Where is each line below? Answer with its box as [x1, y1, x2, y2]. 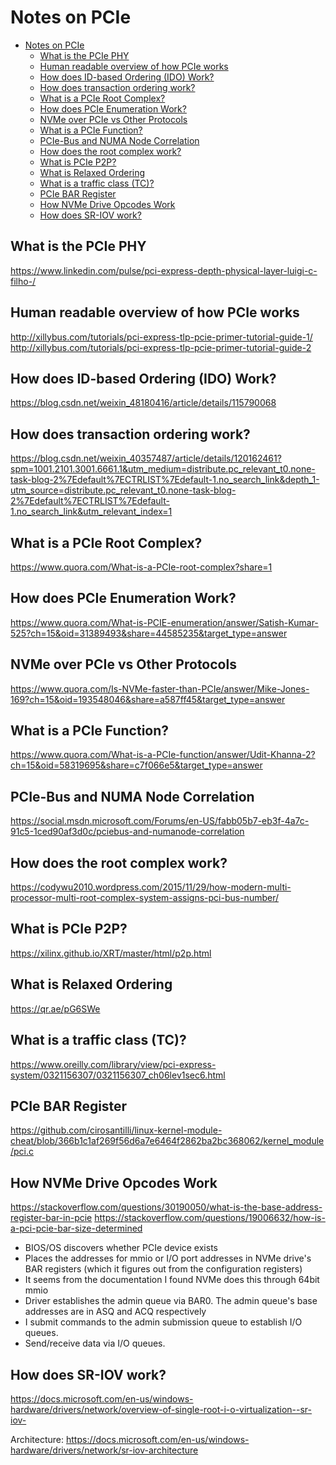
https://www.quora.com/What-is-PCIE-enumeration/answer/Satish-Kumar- [10, 616, 319, 628]
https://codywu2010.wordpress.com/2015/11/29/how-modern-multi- [10, 881, 292, 893]
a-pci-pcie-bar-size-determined [10, 1222, 143, 1235]
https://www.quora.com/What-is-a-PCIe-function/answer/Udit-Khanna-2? [10, 749, 316, 761]
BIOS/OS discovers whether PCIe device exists [24, 1242, 218, 1254]
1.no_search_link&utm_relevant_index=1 [10, 506, 173, 518]
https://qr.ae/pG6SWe [10, 1002, 101, 1015]
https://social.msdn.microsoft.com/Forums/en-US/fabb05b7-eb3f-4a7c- [10, 815, 310, 827]
